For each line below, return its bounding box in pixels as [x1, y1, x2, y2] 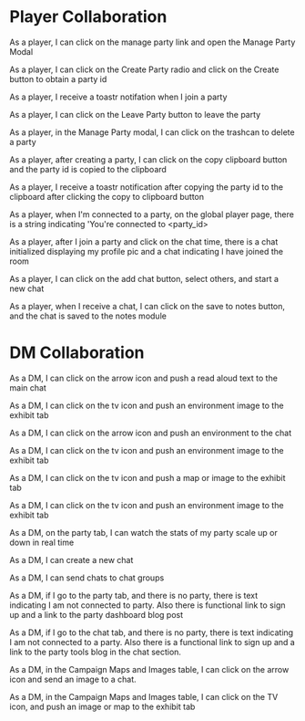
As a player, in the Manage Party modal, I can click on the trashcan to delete [9, 126, 295, 138]
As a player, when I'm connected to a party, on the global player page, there [9, 208, 294, 220]
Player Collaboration [9, 6, 168, 27]
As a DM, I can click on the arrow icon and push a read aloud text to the [9, 372, 278, 383]
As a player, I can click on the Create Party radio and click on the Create [9, 64, 280, 75]
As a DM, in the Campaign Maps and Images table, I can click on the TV [9, 691, 279, 702]
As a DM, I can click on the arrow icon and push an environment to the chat [9, 427, 292, 438]
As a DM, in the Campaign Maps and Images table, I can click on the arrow [9, 664, 290, 674]
